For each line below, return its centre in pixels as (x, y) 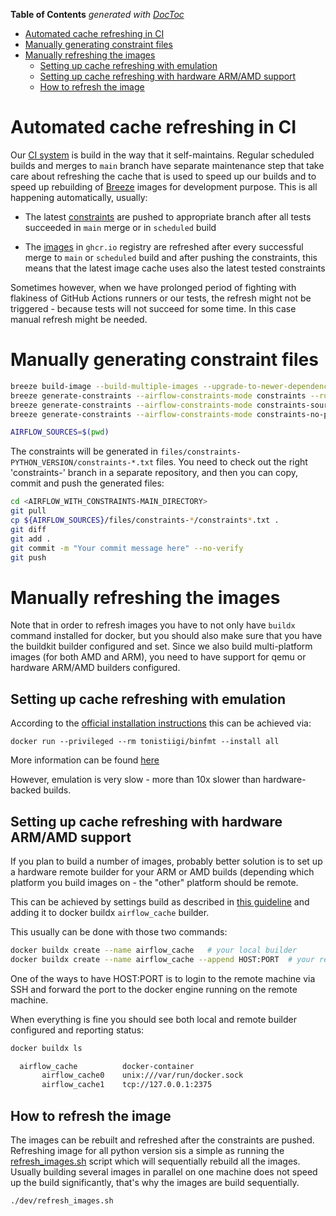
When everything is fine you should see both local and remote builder (154, 1019)
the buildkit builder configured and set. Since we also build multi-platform (161, 646)
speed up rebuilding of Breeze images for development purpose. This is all (164, 186)
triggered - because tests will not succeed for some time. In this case (153, 308)
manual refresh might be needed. (79, 319)
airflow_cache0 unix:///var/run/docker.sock (142, 1075)
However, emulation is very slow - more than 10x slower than (136, 780)
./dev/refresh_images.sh (62, 1201)
